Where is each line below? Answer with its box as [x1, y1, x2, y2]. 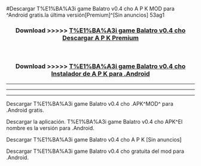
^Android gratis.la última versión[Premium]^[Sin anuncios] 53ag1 [6, 11, 165, 19]
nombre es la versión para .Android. [6, 124, 95, 131]
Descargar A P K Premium [62, 33, 139, 42]
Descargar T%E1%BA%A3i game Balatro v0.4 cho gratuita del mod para [6, 147, 184, 155]
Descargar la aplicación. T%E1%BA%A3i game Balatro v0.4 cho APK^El [6, 118, 183, 125]
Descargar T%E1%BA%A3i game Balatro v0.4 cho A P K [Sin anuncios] [6, 136, 182, 143]
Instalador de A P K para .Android [51, 70, 150, 78]
